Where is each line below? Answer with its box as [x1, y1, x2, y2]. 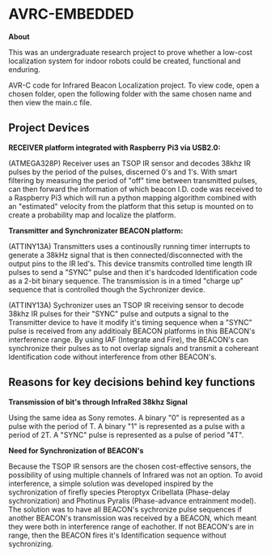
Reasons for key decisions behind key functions [8, 375, 256, 389]
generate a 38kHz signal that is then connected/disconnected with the [8, 250, 243, 259]
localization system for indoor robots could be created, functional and [8, 56, 241, 66]
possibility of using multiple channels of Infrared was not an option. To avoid [8, 469, 263, 479]
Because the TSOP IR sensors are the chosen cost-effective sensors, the [8, 461, 252, 471]
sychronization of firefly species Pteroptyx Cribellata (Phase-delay [8, 487, 231, 497]
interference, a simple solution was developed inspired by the [8, 478, 214, 488]
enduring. [8, 64, 40, 74]
